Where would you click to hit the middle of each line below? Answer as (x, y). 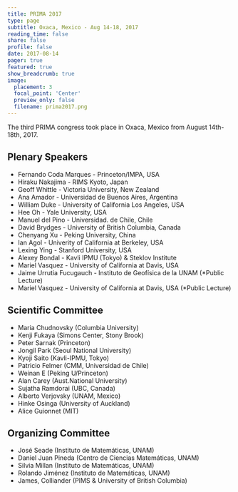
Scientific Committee (55, 311)
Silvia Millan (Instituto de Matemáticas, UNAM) (86, 466)
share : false (27, 41)
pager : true (25, 61)
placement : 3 (33, 87)
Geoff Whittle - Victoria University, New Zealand (88, 189)
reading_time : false (38, 34)
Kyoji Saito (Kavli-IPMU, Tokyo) (63, 358)
